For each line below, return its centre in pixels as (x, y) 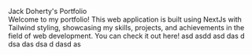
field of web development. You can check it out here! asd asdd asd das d (127, 36)
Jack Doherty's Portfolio (48, 11)
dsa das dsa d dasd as (44, 44)
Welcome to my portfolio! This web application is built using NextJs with (125, 19)
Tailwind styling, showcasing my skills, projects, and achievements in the (126, 27)
